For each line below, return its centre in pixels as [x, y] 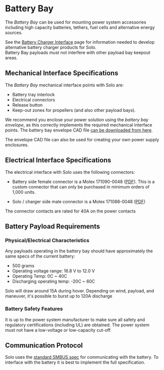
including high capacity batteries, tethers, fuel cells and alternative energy [80, 27]
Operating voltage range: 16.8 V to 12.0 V [53, 271]
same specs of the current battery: [40, 256]
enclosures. [17, 145]
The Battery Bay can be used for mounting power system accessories [76, 22]
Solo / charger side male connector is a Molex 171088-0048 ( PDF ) [79, 201]
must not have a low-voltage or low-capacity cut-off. [58, 330]
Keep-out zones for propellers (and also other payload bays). [74, 110]
